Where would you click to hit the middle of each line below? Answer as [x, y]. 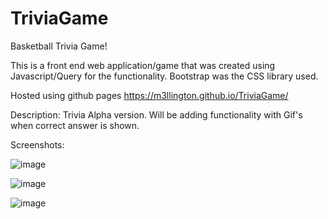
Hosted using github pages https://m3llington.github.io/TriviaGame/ [149, 95]
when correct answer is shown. [75, 125]
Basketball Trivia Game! [59, 46]
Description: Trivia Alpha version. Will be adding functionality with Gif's [156, 114]
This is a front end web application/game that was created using [143, 65]
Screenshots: [37, 144]
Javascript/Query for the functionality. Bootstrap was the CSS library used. [164, 76]
